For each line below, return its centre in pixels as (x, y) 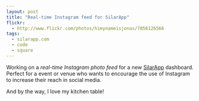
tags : (13, 34)
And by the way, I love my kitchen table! (55, 91)
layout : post (22, 12)
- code (20, 45)
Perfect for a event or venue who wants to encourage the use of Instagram (98, 73)
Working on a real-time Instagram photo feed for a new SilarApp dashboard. (100, 67)
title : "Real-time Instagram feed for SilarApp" (68, 17)
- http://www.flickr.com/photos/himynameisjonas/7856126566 (88, 28)
